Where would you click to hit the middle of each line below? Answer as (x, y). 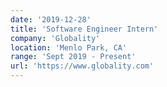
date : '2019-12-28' (51, 19)
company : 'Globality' (55, 38)
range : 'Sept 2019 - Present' (73, 57)
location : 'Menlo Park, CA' (69, 47)
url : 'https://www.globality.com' (82, 66)
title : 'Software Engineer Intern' (84, 29)
